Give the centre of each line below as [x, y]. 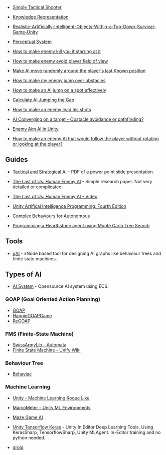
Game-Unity [25, 32]
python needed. [29, 437]
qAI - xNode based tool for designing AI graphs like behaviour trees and [87, 253]
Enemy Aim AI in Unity [35, 129]
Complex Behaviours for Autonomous [51, 216]
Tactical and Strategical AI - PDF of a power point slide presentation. [83, 172]
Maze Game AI [28, 417]
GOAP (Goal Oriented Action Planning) [53, 299]
